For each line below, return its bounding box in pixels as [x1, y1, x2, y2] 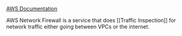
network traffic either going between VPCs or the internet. [6, 23, 150, 30]
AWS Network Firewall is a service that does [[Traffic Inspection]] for [6, 17, 177, 23]
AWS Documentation [6, 5, 58, 12]
